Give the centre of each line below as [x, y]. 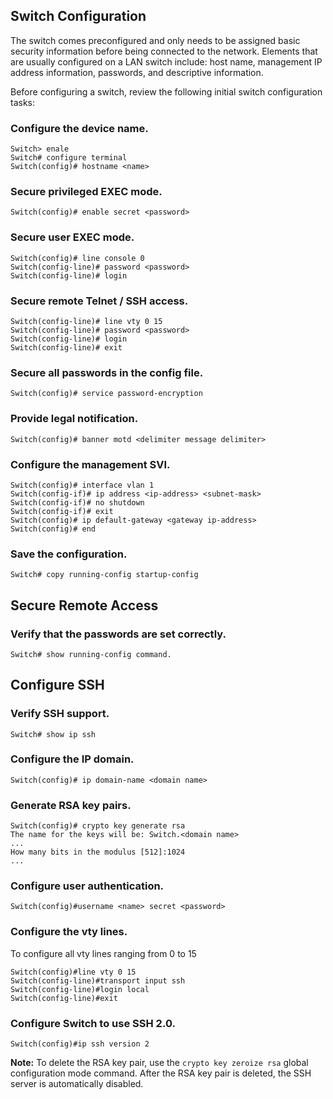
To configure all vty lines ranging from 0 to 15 [103, 953]
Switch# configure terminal [69, 158]
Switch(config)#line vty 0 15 [73, 972]
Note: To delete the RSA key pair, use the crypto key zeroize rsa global [159, 1063]
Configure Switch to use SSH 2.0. [93, 1023]
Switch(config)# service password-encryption [106, 394]
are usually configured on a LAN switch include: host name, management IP [166, 61]
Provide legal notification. [74, 419]
